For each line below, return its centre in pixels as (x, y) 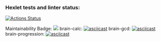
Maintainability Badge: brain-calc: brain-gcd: (68, 28)
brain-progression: (25, 34)
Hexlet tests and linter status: (43, 7)
